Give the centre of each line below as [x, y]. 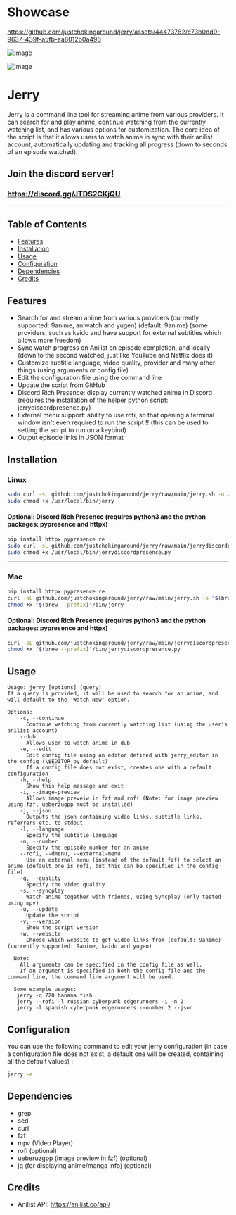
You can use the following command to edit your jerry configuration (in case [117, 1046]
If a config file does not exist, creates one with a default [119, 768]
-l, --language [42, 829]
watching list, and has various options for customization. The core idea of [113, 129]
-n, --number [39, 842]
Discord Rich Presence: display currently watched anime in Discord [115, 393]
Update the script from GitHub [61, 385]
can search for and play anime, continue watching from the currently [106, 122]
